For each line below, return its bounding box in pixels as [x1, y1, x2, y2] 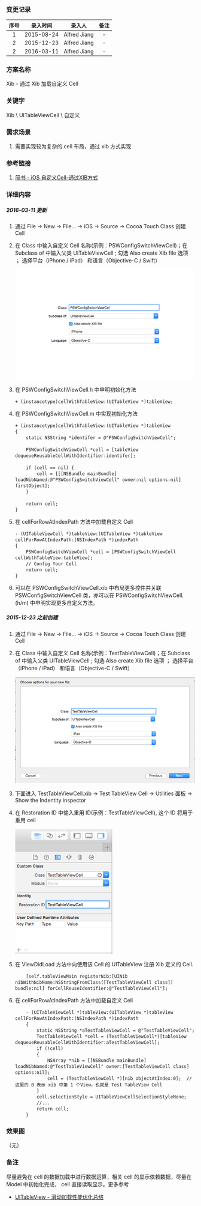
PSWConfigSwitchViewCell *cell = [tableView [26, 446, 139, 453]
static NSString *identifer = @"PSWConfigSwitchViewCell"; [26, 434, 176, 441]
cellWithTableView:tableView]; [14, 554, 93, 561]
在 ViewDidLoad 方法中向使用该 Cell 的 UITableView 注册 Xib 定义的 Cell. [14, 960, 194, 968]
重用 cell [14, 816, 36, 823]
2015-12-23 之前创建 [6, 614, 58, 621]
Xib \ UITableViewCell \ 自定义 [6, 111, 80, 118]
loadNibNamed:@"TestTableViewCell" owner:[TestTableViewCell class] [14, 1063, 190, 1070]
